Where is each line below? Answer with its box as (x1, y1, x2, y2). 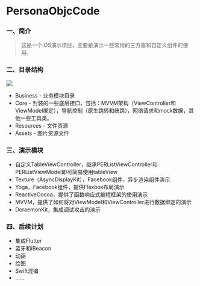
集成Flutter (14, 237, 42, 244)
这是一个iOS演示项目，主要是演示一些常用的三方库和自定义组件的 (20, 42, 183, 49)
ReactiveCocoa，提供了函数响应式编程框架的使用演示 (14, 191, 148, 198)
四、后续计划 (6, 223, 44, 231)
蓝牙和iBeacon (14, 245, 52, 252)
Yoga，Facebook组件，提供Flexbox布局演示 (14, 184, 125, 191)
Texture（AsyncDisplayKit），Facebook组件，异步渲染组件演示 (14, 176, 170, 183)
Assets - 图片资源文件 (14, 129, 69, 137)
